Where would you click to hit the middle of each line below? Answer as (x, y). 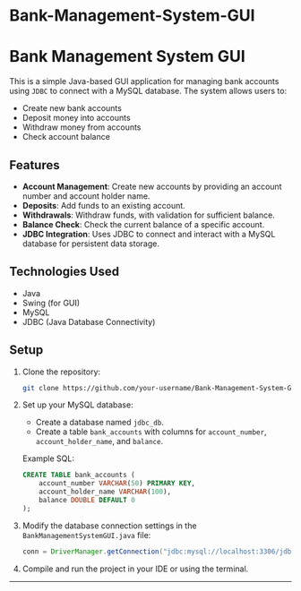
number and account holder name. (86, 196)
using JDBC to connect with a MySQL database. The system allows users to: (148, 91)
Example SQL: (48, 458)
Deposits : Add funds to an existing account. (103, 205)
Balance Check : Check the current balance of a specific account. (143, 224)
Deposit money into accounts (77, 118)
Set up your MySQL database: (77, 405)
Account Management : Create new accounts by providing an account (152, 186)
